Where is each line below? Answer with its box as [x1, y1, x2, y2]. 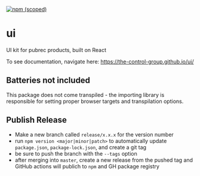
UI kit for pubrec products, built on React [6, 46, 106, 53]
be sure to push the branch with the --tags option [14, 150, 137, 157]
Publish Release [6, 115, 67, 125]
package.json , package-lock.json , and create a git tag [14, 144, 147, 151]
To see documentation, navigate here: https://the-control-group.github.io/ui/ [6, 57, 194, 65]
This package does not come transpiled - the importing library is [6, 91, 165, 98]
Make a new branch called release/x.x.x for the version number [14, 131, 174, 138]
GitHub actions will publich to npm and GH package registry [14, 162, 160, 170]
